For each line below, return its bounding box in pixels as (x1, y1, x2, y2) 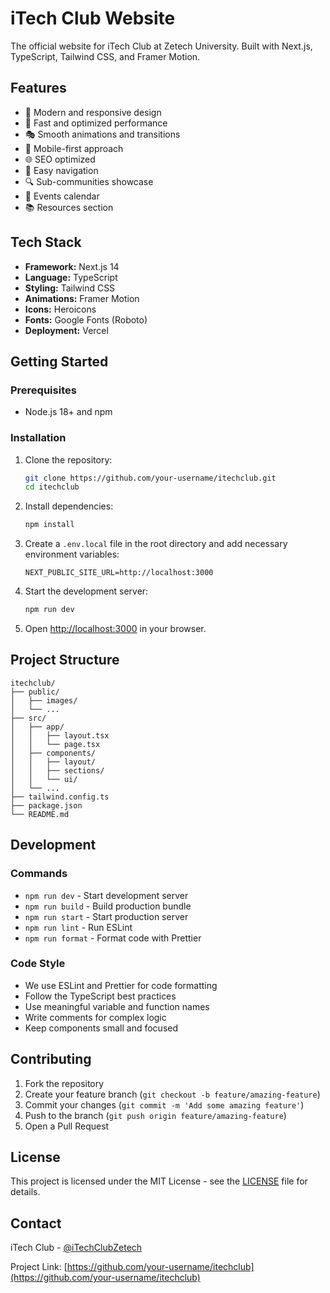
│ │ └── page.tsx (10, 739, 101, 749)
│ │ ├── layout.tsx (10, 730, 110, 741)
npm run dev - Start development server (24, 889, 189, 901)
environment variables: (24, 548, 120, 561)
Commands (10, 867, 68, 881)
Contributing (10, 1051, 92, 1068)
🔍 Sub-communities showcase (24, 175, 154, 187)
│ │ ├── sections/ (10, 765, 105, 776)
